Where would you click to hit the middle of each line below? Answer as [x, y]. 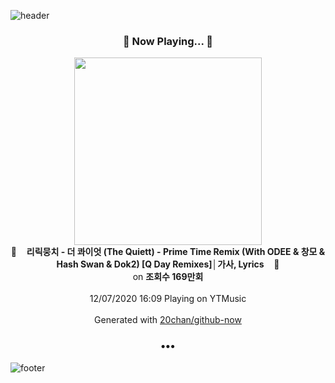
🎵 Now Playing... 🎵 [168, 41]
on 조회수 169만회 [168, 277]
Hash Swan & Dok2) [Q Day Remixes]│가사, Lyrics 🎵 [168, 264]
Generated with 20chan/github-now [168, 320]
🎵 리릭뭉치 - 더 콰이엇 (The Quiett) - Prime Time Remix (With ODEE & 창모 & [168, 252]
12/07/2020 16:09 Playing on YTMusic [168, 299]
